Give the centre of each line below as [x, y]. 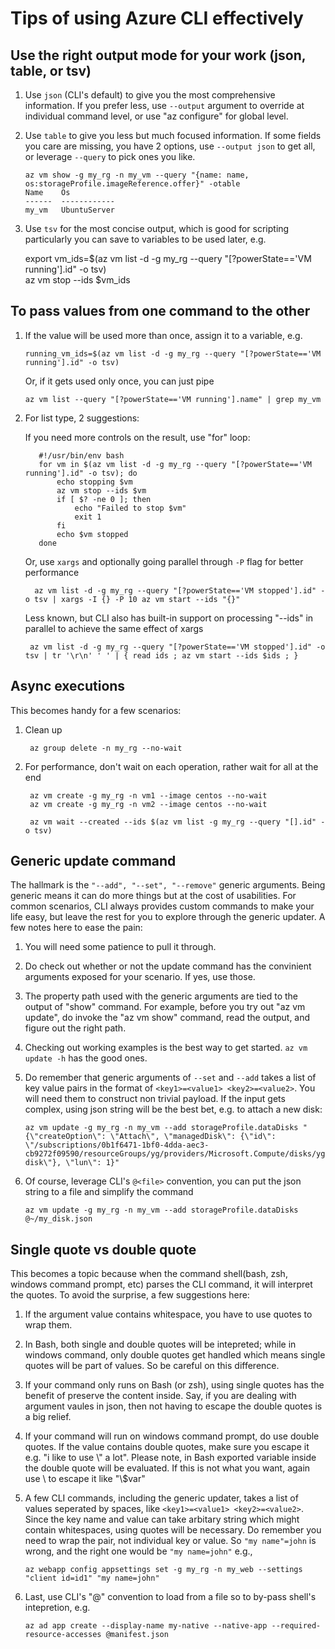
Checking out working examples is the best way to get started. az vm [166, 1048]
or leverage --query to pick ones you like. [110, 156]
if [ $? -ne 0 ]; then [104, 499]
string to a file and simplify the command [109, 1192]
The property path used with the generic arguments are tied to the [161, 996]
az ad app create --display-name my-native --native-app [146, 1626]
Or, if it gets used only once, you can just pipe [119, 381]
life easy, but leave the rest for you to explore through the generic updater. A [168, 917]
